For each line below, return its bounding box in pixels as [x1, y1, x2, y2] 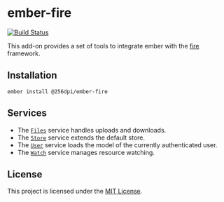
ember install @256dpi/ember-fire [7, 88, 108, 95]
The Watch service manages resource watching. [17, 148, 155, 156]
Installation [7, 69, 57, 81]
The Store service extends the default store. [17, 133, 146, 142]
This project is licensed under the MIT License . [7, 187, 143, 196]
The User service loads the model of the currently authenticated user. [17, 140, 218, 149]
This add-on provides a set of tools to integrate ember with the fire [7, 41, 199, 50]
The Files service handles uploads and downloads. [17, 126, 167, 134]
